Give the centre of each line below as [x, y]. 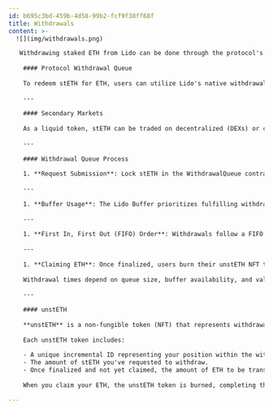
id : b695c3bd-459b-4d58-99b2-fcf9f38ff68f [81, 16]
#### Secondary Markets [63, 114]
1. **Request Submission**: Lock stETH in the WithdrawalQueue [132, 174]
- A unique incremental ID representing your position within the [138, 355]
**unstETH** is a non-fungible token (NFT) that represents [127, 325]
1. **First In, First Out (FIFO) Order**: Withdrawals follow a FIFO [143, 235]
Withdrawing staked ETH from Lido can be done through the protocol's [141, 54]
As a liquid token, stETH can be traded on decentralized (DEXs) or [141, 129]
